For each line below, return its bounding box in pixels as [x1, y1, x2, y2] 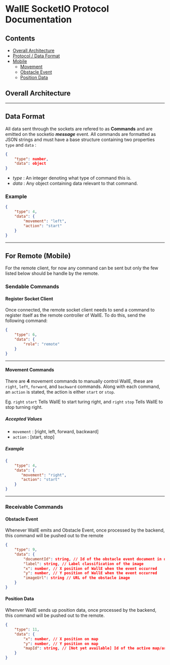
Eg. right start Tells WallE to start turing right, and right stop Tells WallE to [5, 399, 163, 405]
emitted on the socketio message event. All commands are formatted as [5, 131, 156, 137]
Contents [5, 34, 35, 43]
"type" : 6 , [14, 332, 37, 337]
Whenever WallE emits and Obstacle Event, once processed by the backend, [5, 527, 165, 533]
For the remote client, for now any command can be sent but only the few [5, 265, 158, 271]
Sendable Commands [5, 283, 59, 290]
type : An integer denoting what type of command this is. [12, 175, 132, 181]
